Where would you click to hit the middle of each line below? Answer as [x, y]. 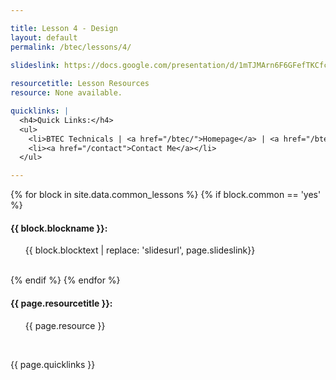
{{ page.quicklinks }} [53, 364]
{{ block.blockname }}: [59, 228]
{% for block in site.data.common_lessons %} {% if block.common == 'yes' [166, 195]
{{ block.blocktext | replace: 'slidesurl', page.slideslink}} [140, 250]
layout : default [44, 37]
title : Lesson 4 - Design [64, 28]
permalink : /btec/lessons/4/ [71, 47]
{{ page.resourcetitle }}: [61, 303]
